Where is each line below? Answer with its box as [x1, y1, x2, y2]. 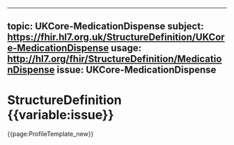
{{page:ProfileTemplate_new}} [7, 130, 94, 138]
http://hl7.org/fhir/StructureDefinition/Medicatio [7, 53, 222, 65]
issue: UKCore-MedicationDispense [56, 64, 217, 76]
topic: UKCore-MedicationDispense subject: [7, 20, 204, 32]
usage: [111, 43, 141, 54]
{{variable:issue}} [7, 107, 114, 123]
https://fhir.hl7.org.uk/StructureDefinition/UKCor [7, 31, 225, 43]
